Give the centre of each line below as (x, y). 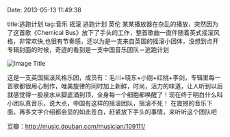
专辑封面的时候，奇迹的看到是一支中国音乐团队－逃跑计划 (88, 50)
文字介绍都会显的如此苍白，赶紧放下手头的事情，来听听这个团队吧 (124, 112)
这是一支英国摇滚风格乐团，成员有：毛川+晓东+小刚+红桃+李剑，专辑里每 (111, 77)
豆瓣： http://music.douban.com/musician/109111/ (76, 126)
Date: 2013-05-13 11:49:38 (44, 10)
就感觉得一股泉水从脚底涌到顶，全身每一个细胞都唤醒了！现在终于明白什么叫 (115, 95)
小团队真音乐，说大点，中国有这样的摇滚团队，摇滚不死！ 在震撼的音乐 (107, 103)
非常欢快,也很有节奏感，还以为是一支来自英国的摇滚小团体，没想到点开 (119, 41)
